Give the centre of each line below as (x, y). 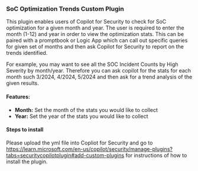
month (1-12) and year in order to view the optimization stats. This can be (95, 34)
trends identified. (27, 53)
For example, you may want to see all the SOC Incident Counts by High (92, 64)
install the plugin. (27, 162)
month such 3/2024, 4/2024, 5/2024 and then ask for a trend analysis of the (99, 77)
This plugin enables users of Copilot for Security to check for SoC (86, 22)
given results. (23, 83)
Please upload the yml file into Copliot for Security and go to (79, 143)
